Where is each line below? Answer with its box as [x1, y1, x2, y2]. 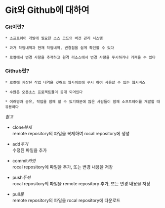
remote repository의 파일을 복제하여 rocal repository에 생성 [12, 130, 130, 136]
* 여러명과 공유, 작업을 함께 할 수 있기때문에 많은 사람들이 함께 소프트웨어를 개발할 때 [5, 99, 161, 104]
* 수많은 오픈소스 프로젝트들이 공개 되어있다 [5, 90, 83, 95]
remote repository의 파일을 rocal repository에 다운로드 [12, 197, 121, 203]
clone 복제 [12, 124, 32, 130]
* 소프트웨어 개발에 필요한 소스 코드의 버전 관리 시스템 [5, 36, 103, 41]
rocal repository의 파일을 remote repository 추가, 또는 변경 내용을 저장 [12, 180, 151, 186]
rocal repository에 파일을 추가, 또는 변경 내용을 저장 [12, 164, 113, 170]
